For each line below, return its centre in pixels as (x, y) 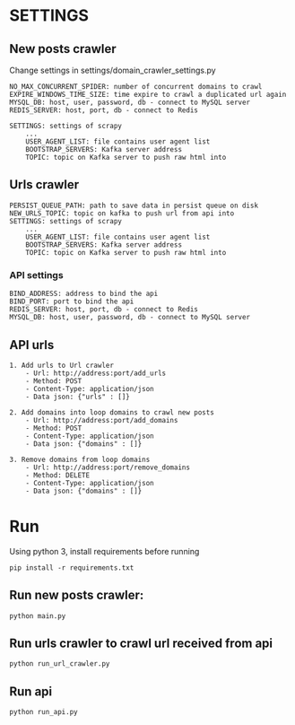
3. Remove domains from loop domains (80, 459)
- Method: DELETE (58, 475)
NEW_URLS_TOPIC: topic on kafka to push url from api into (122, 213)
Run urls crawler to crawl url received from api (141, 644)
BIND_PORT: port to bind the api (72, 301)
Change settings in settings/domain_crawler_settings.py (113, 70)
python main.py (38, 616)
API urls (32, 345)
